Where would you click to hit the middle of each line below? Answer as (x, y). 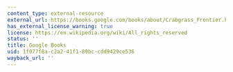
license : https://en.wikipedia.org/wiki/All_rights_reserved (97, 33)
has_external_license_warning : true (60, 26)
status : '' (23, 39)
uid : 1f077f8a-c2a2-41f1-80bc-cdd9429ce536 (71, 52)
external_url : (28, 20)
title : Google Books (37, 45)
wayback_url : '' (31, 58)
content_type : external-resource (55, 13)
